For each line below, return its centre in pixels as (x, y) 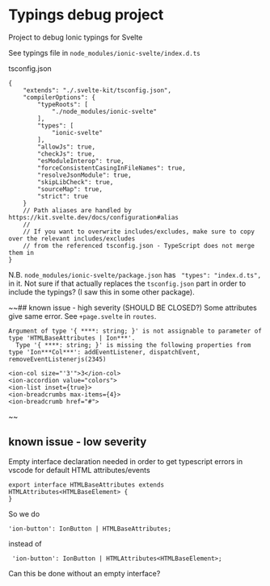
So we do (24, 513)
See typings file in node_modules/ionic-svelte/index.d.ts (104, 52)
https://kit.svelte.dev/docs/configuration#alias (94, 217)
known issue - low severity (78, 442)
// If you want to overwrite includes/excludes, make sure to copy (139, 232)
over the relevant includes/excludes (72, 239)
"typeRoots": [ (63, 104)
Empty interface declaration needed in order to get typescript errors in (126, 461)
